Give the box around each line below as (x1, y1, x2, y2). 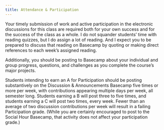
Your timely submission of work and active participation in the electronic (5, 21, 153, 27)
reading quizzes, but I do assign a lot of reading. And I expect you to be (5, 37, 152, 43)
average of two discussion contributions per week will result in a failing (5, 103, 151, 109)
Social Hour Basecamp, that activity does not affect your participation (5, 114, 148, 120)
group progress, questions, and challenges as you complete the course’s (5, 62, 154, 68)
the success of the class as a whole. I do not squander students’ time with (5, 31, 157, 37)
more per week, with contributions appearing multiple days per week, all (5, 87, 153, 93)
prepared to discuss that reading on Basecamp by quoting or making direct (5, 42, 159, 48)
